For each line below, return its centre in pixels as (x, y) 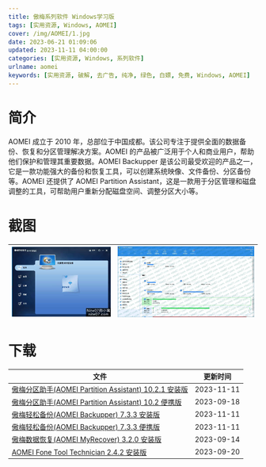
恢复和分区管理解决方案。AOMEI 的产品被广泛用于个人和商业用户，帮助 (138, 151)
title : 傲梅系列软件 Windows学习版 (61, 17)
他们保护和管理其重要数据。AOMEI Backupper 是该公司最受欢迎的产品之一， (133, 161)
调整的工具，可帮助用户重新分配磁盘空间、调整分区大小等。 (105, 191)
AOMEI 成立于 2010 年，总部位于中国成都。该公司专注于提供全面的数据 (124, 141)
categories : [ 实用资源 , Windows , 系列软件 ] (76, 59)
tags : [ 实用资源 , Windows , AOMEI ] (63, 25)
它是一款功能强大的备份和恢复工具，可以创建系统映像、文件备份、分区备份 (129, 171)
